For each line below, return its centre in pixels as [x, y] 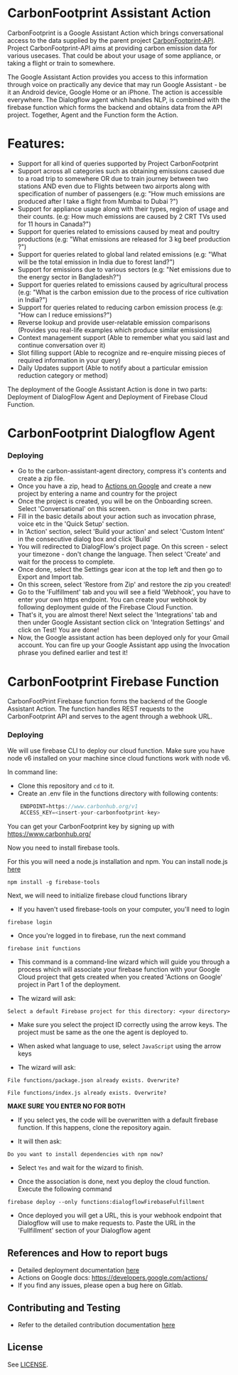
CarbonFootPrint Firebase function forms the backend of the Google [107, 701]
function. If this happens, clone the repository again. [94, 1128]
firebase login [30, 922]
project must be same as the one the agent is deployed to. [103, 1032]
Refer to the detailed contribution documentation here [96, 1324]
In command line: [33, 772]
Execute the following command [65, 1189]
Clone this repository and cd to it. [66, 786]
